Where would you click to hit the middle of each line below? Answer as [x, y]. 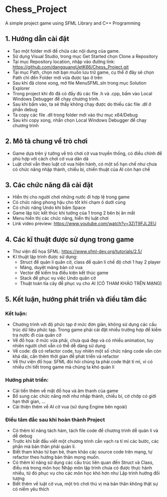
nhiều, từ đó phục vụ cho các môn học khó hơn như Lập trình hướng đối [86, 473]
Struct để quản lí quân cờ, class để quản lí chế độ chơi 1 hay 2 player [90, 262]
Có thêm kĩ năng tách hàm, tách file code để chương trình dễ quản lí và [85, 431]
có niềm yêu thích [31, 489]
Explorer [21, 88]
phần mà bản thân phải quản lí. [44, 446]
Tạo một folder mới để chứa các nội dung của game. [66, 51]
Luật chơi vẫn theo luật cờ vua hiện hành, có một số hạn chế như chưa [84, 164]
